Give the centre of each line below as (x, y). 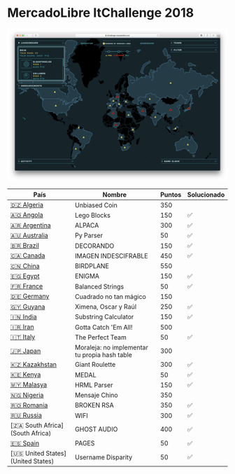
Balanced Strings (99, 286)
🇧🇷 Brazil (25, 246)
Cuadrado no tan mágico (111, 296)
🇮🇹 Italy (23, 337)
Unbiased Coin (96, 205)
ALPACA (87, 225)
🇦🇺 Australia (29, 235)
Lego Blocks (92, 215)
